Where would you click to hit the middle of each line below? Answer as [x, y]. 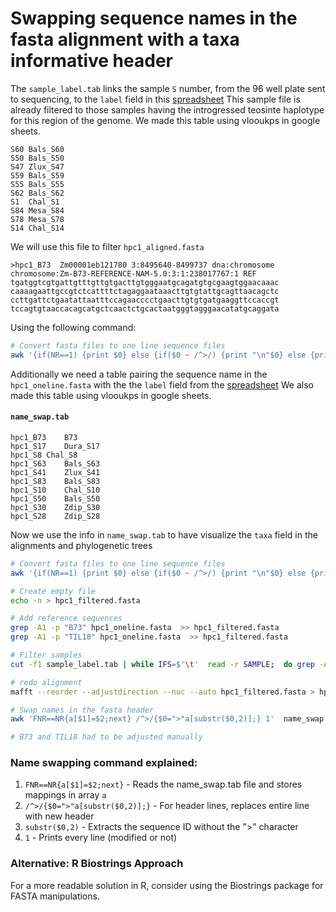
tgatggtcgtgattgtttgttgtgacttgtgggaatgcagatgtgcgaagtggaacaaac [145, 282]
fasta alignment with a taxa [125, 39]
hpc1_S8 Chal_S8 [44, 455]
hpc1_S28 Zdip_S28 [55, 516]
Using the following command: [73, 327]
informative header [91, 61]
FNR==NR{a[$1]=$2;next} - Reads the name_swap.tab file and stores [163, 784]
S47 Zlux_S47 [37, 167]
